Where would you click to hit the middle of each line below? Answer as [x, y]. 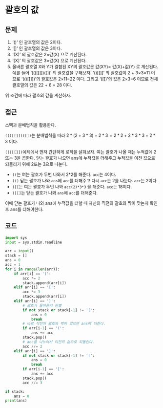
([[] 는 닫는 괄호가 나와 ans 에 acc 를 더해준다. [55, 193]
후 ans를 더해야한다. [24, 209]
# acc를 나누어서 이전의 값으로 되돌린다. [59, 342]
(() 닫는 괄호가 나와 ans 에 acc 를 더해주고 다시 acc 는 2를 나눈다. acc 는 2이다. [85, 180]
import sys [16, 237]
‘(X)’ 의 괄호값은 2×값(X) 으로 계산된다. [49, 54]
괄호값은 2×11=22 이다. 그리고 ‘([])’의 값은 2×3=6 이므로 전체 [100, 79]
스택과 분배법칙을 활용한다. [31, 125]
